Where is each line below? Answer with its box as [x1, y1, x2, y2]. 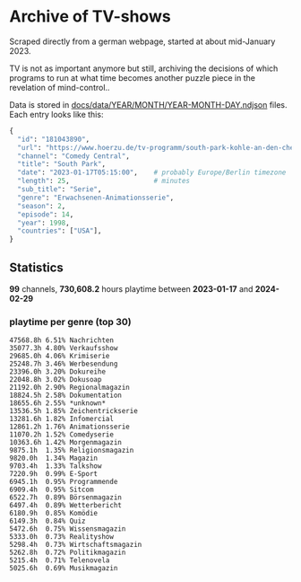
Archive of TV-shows [9, 6, 172, 27]
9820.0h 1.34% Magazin [9, 454, 99, 463]
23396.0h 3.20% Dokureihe [9, 367, 106, 376]
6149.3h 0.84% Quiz [9, 516, 87, 526]
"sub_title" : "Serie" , [17, 185, 102, 194]
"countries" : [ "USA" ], [17, 226, 102, 235]
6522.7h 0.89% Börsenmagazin [9, 493, 123, 502]
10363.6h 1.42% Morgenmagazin [9, 438, 123, 447]
